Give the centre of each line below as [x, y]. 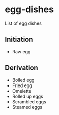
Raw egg [21, 51]
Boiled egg [23, 80]
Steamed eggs [27, 107]
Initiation [19, 39]
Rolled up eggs [27, 96]
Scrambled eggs [29, 102]
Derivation [21, 68]
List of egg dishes [23, 23]
